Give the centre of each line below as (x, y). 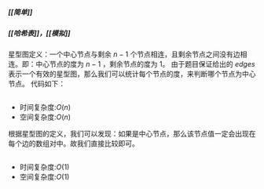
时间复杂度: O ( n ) (45, 107)
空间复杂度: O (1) (44, 177)
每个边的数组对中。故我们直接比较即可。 (73, 144)
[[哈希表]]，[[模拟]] (39, 33)
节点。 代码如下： (37, 84)
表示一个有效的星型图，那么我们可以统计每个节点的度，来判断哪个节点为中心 (132, 74)
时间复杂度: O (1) (44, 167)
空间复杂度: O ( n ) (45, 117)
